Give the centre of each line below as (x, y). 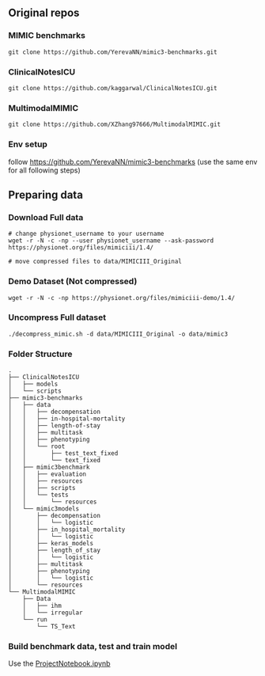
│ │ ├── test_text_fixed (63, 454)
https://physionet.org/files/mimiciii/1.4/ (81, 248)
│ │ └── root (37, 446)
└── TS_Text (57, 627)
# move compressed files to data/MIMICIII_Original (95, 262)
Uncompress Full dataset (57, 317)
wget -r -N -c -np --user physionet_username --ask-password (111, 241)
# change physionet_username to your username (86, 234)
